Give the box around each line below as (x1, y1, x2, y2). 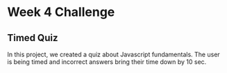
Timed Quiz (7, 32, 58, 44)
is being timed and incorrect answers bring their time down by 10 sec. (7, 58, 207, 66)
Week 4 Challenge (7, 4, 115, 20)
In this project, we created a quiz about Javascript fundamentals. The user (7, 50, 220, 58)
